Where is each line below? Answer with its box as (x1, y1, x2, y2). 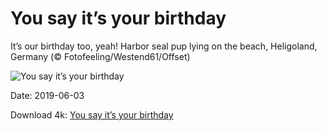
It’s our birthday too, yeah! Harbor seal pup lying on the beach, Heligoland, (10, 40, 318, 52)
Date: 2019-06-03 (10, 89, 85, 101)
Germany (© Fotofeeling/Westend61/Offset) (10, 50, 191, 62)
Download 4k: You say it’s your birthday (10, 108, 174, 121)
